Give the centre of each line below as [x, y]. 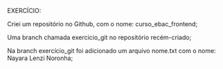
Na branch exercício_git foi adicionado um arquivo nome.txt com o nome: [111, 51]
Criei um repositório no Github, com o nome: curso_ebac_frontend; [102, 24]
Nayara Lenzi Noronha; [40, 58]
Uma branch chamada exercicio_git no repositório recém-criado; [99, 37]
